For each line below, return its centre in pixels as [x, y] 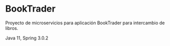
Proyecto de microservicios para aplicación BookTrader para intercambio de [85, 23]
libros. [12, 28]
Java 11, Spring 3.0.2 [27, 38]
